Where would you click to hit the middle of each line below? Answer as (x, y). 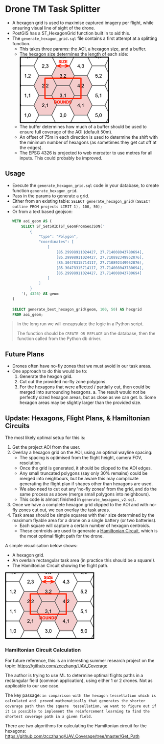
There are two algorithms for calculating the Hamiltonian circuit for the (76, 726)
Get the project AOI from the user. (46, 447)
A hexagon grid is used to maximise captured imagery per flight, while (83, 23)
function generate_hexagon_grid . (45, 190)
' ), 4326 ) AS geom (40, 294)
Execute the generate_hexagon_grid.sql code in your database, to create (85, 185)
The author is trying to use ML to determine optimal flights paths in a (74, 676)
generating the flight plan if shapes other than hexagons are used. (86, 484)
